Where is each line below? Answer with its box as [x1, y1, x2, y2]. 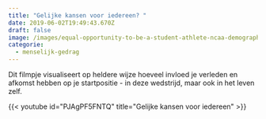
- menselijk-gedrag [15, 48, 80, 56]
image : [8, 33, 30, 42]
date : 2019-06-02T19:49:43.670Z [8, 19, 115, 27]
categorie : [8, 41, 44, 49]
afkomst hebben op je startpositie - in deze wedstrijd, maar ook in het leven [8, 78, 255, 87]
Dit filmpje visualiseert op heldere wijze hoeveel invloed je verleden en [8, 70, 238, 79]
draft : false [8, 26, 51, 34]
